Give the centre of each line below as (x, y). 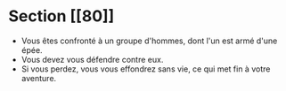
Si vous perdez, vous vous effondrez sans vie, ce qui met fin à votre (146, 69)
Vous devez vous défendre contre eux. (92, 59)
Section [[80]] (61, 16)
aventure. (39, 78)
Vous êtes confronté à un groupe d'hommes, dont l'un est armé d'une (149, 41)
